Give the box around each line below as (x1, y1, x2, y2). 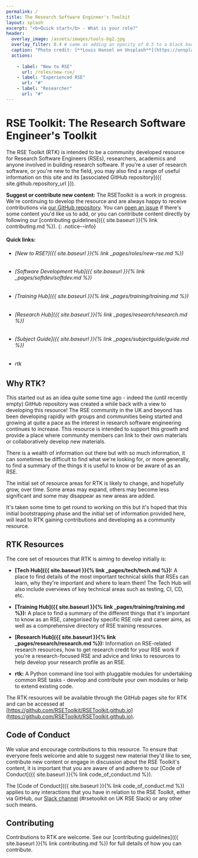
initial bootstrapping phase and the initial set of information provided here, (6, 510, 186, 517)
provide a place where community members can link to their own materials (6, 432, 187, 439)
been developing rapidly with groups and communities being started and (6, 413, 183, 420)
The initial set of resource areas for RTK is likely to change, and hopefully (6, 479, 184, 487)
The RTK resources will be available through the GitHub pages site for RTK (6, 694, 187, 701)
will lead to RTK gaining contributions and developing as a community (6, 516, 176, 523)
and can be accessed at (6, 700, 65, 707)
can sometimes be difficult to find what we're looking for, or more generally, (6, 455, 190, 462)
